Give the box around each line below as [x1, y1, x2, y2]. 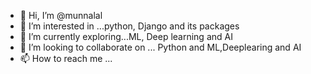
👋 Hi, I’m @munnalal [19, 10, 103, 21]
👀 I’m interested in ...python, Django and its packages [19, 20, 240, 32]
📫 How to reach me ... [19, 53, 113, 64]
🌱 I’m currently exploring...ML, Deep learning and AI [19, 31, 233, 42]
